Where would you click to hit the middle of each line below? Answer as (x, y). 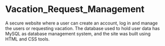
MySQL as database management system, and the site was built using (78, 33)
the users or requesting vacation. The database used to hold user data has (82, 28)
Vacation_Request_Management (75, 9)
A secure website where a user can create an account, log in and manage (81, 23)
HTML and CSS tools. (27, 39)
